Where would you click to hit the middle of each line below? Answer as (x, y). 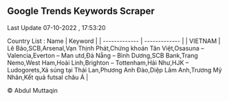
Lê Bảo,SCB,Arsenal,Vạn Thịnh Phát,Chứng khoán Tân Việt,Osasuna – (106, 48)
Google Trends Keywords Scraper (81, 11)
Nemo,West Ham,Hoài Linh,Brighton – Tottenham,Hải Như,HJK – (98, 62)
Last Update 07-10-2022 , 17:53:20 (56, 27)
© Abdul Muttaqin (33, 90)
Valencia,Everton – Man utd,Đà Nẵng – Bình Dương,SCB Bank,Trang (102, 55)
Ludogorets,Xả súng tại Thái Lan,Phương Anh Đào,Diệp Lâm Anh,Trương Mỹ (115, 70)
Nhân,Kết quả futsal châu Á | (48, 77)
